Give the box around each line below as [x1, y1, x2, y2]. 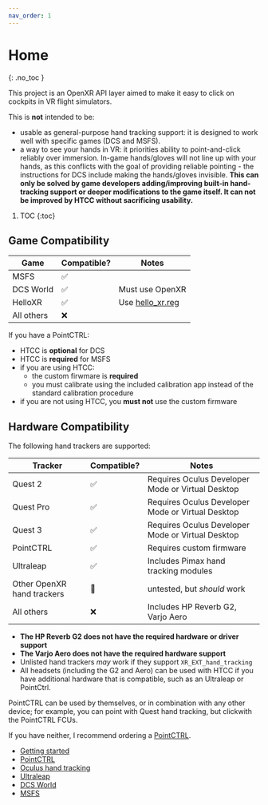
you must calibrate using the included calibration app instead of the [31, 380, 254, 390]
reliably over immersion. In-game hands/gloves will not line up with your [19, 153, 257, 162]
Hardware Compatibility [8, 420, 130, 434]
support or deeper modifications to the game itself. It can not [49, 187, 256, 196]
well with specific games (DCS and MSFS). [19, 136, 161, 145]
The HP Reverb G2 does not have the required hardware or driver [19, 632, 239, 641]
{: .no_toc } [8, 73, 45, 82]
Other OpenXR [12, 578, 67, 589]
